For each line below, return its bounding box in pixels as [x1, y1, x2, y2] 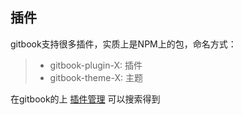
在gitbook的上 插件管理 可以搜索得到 [10, 93, 161, 105]
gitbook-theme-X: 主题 [49, 71, 143, 83]
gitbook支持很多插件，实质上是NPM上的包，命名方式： [10, 38, 237, 50]
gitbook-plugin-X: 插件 [49, 59, 143, 71]
